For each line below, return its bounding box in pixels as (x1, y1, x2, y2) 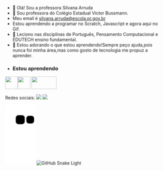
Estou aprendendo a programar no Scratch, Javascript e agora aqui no (12, 20, 158, 26)
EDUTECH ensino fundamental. (12, 36, 77, 42)
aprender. (12, 52, 32, 58)
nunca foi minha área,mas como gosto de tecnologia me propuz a (12, 47, 148, 53)
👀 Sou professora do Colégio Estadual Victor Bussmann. (12, 10, 128, 16)
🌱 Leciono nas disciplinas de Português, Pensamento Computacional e (12, 31, 158, 37)
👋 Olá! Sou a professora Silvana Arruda (12, 5, 93, 10)
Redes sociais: (5, 95, 35, 101)
